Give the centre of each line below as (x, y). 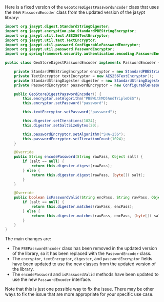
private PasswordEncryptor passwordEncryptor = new (67, 85)
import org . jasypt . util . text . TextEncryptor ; (51, 40)
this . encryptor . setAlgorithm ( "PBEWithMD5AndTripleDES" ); (82, 99)
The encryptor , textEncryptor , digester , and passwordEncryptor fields (82, 259)
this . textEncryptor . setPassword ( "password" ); (70, 112)
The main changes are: (28, 239)
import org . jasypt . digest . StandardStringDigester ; (58, 26)
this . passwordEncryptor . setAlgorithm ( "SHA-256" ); (74, 134)
